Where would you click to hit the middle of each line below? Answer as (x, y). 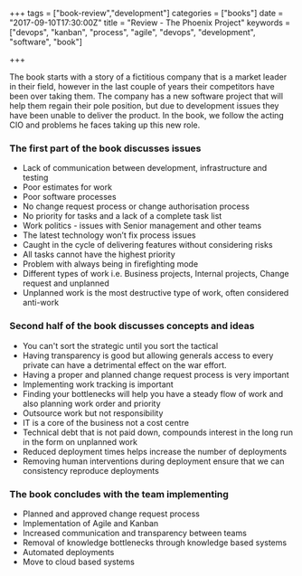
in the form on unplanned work (80, 441)
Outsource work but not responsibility (93, 413)
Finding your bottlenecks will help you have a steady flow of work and (153, 393)
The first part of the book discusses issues (105, 148)
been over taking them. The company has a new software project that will (146, 96)
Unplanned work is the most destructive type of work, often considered (156, 293)
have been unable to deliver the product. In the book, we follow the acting (147, 115)
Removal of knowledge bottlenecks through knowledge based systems (155, 543)
